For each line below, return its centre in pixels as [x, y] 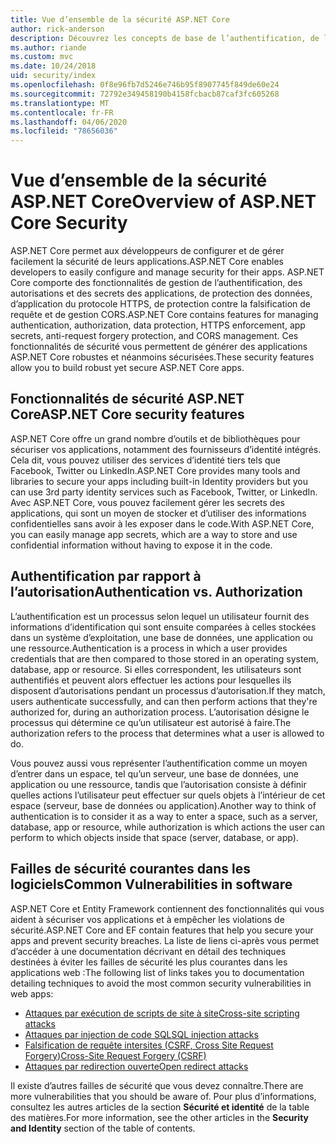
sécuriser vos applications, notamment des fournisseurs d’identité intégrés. [166, 449]
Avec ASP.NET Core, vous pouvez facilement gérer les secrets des [147, 502]
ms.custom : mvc [42, 57]
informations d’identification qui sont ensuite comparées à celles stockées [163, 627]
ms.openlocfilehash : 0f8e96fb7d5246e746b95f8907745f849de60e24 [145, 85]
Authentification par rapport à [106, 576]
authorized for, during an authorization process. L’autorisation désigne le [160, 712]
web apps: [32, 993]
